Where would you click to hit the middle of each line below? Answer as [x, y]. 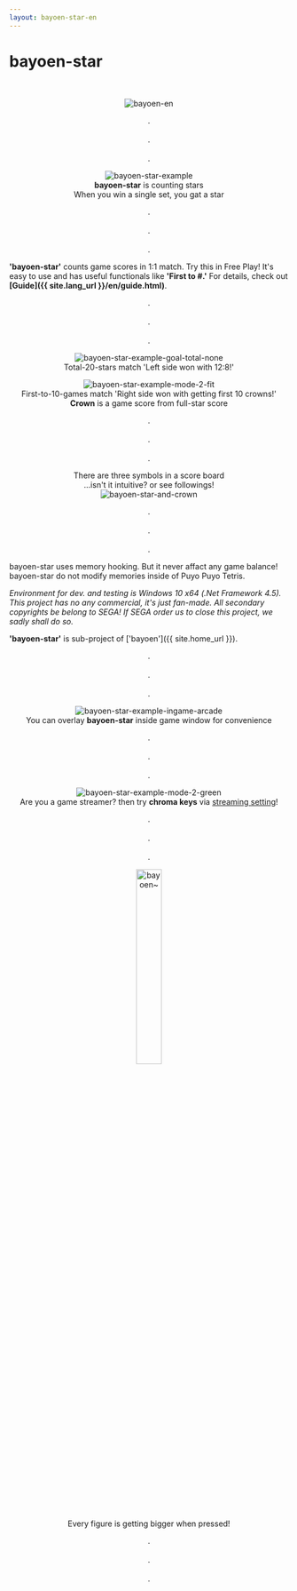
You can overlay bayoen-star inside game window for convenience [149, 720]
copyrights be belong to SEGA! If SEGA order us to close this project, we [141, 612]
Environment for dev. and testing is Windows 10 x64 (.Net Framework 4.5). [145, 593]
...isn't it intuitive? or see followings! [149, 484]
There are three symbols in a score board [149, 475]
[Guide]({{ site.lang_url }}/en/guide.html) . [88, 285]
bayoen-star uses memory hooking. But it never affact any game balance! [144, 566]
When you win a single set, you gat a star [149, 194]
